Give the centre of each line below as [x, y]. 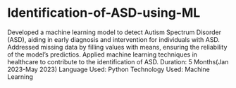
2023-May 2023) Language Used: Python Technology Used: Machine [108, 69]
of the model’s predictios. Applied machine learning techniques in [103, 54]
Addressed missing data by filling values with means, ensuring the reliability [117, 47]
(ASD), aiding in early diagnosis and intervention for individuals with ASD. [114, 39]
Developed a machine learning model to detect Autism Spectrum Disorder [114, 32]
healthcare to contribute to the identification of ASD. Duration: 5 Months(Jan [118, 61]
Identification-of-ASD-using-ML [104, 13]
